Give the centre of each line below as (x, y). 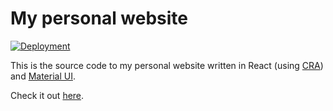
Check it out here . (47, 95)
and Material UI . (43, 76)
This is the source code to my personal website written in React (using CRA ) (167, 65)
